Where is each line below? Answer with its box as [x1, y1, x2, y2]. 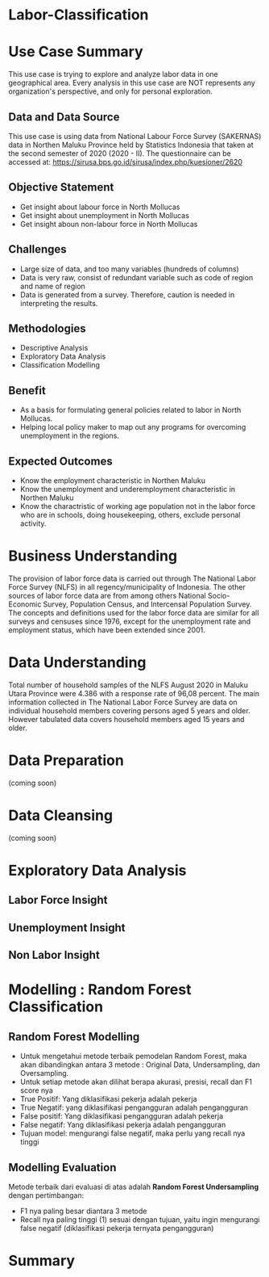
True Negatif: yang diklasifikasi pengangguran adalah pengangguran [19, 1103, 248, 1112]
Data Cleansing [8, 806, 114, 825]
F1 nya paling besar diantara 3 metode [19, 1206, 147, 1216]
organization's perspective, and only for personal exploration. [8, 86, 213, 96]
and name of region [19, 281, 86, 291]
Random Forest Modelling [8, 1030, 140, 1044]
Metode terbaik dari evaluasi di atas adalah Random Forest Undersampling [8, 1182, 259, 1191]
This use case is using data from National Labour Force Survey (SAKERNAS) [8, 131, 262, 141]
